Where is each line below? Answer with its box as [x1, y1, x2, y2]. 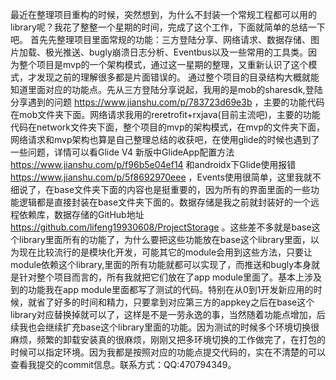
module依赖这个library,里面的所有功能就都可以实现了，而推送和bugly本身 [10, 259, 312, 270]
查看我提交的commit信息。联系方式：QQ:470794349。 [10, 359, 237, 370]
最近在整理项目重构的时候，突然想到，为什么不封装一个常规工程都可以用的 [10, 9, 317, 20]
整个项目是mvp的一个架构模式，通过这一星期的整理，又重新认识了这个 [18, 59, 309, 70]
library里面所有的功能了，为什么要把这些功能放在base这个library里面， [18, 234, 311, 245]
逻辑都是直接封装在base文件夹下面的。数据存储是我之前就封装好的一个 [18, 196, 312, 208]
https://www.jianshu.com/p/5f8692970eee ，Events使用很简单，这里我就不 [10, 171, 322, 183]
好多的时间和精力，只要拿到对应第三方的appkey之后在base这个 [53, 296, 315, 308]
